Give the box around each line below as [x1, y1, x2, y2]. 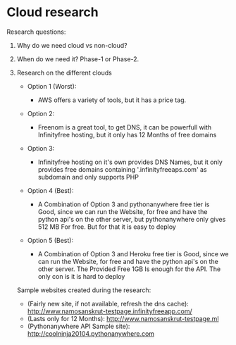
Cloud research [6, 4, 99, 20]
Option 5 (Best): [27, 236, 74, 244]
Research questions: [6, 27, 66, 36]
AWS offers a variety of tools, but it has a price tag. [37, 96, 187, 104]
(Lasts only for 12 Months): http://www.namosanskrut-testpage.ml [27, 314, 219, 322]
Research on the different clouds [16, 68, 112, 77]
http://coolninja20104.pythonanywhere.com [27, 329, 155, 338]
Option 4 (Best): [27, 186, 74, 194]
